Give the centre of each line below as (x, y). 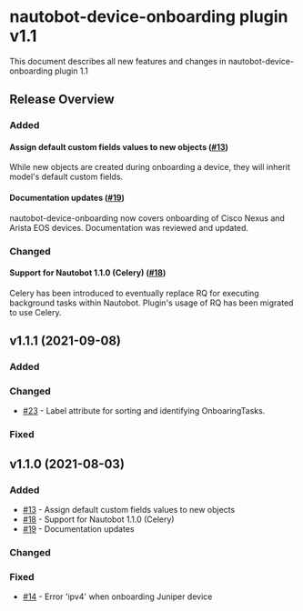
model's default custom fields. (66, 177)
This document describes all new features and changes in (118, 61)
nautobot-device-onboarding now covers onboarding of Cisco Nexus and (147, 218)
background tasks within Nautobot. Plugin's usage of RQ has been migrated (151, 303)
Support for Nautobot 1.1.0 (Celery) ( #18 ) (88, 273)
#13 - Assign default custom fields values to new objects (129, 510)
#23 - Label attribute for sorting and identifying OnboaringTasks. (144, 411)
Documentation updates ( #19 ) (67, 198)
